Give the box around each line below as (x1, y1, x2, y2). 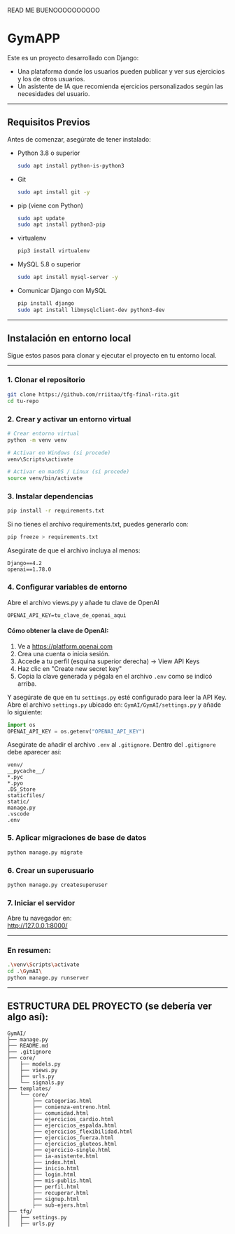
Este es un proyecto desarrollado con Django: (7, 53, 139, 62)
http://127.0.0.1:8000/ (7, 921, 68, 930)
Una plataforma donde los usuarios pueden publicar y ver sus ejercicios (17, 67, 225, 76)
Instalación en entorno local (7, 332, 131, 344)
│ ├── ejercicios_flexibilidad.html (7, 1128, 133, 1135)
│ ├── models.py (7, 1060, 61, 1068)
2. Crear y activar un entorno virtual (7, 414, 131, 423)
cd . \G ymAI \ (7, 968, 42, 975)
